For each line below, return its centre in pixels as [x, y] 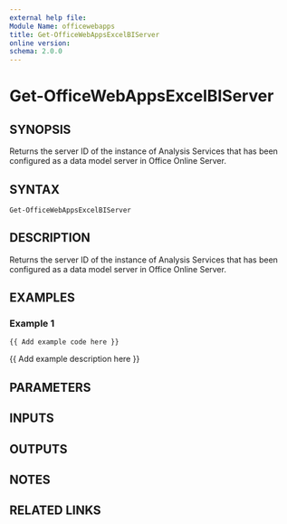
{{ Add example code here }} [64, 342]
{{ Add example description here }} [75, 359]
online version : [40, 43]
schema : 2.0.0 [36, 52]
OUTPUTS [38, 449]
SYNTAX [35, 190]
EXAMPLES [42, 298]
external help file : [48, 18]
